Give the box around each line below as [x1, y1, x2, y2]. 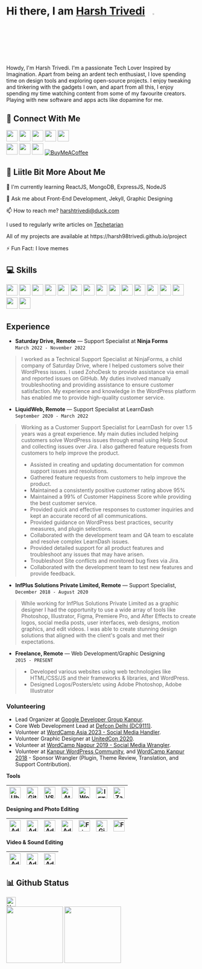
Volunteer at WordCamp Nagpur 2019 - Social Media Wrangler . [14, 742, 171, 749]
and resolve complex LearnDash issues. [30, 538, 130, 545]
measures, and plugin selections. [30, 525, 113, 532]
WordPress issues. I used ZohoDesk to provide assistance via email [21, 368, 189, 376]
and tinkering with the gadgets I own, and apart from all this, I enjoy [6, 83, 174, 90]
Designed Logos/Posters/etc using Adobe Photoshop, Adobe [30, 681, 182, 688]
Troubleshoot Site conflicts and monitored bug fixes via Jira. [30, 557, 180, 564]
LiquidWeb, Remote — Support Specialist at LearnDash [14, 406, 154, 413]
